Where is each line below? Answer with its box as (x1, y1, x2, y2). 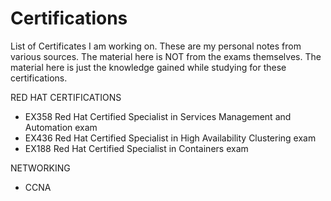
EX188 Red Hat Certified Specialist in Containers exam (24, 142, 249, 154)
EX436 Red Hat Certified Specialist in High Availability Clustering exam (24, 132, 317, 144)
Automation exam (24, 121, 98, 133)
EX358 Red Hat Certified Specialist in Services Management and (24, 110, 292, 122)
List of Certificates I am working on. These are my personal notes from (10, 40, 302, 52)
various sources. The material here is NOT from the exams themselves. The (10, 50, 322, 62)
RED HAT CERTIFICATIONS (10, 91, 122, 103)
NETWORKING (10, 162, 71, 174)
